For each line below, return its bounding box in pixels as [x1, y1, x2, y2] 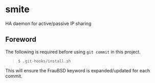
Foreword [5, 35, 37, 44]
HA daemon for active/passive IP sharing [5, 20, 92, 26]
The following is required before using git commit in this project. [5, 48, 141, 54]
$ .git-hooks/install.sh [17, 59, 71, 64]
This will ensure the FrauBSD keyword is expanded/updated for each [5, 67, 150, 73]
